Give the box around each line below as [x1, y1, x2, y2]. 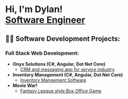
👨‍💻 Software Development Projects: [5, 34, 120, 43]
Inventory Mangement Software [20, 77, 87, 83]
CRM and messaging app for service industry [20, 66, 115, 72]
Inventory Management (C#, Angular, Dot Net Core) [12, 72, 123, 78]
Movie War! [12, 82, 38, 88]
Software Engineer [5, 14, 86, 26]
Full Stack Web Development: [5, 49, 79, 57]
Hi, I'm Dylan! [5, 4, 63, 15]
